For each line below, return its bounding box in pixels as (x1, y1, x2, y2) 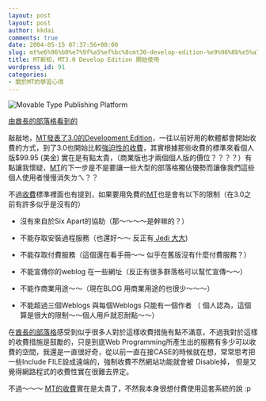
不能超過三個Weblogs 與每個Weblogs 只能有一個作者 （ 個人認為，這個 (19, 300, 252, 310)
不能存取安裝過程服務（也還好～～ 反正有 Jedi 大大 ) (19, 233, 188, 243)
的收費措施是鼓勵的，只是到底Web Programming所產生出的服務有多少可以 (8, 337, 249, 346)
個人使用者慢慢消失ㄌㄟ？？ (8, 172, 99, 182)
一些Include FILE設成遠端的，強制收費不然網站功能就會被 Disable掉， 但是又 (8, 357, 257, 366)
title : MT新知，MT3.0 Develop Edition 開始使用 (8, 56, 160, 64)
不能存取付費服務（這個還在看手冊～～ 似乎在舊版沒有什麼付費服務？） (19, 250, 251, 259)
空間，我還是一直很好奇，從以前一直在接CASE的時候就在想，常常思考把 (21, 346, 256, 357)
